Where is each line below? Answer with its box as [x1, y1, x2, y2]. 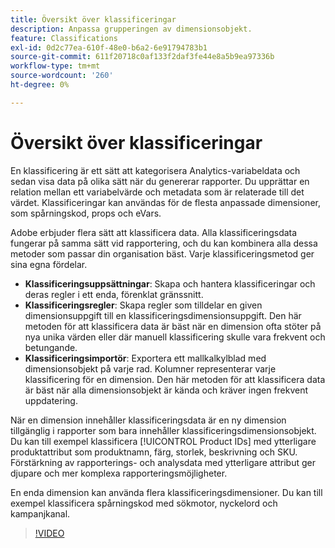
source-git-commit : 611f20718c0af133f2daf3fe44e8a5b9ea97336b [10, 52, 275, 62]
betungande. [24, 341, 78, 353]
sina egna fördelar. [10, 258, 88, 270]
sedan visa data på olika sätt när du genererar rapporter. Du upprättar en [10, 175, 310, 187]
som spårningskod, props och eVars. [10, 207, 162, 219]
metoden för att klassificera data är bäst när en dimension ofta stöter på [24, 320, 322, 332]
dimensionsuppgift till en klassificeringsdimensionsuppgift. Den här [24, 309, 302, 321]
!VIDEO [34, 527, 65, 539]
